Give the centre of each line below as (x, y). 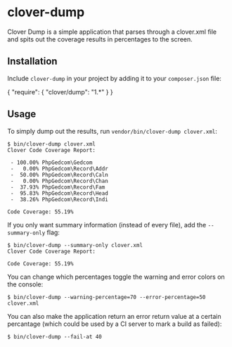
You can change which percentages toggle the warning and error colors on (116, 277)
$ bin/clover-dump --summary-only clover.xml (75, 245)
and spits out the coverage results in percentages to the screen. (100, 39)
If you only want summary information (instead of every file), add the (107, 225)
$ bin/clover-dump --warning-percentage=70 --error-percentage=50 (107, 297)
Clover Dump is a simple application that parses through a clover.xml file (112, 32)
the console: (25, 284)
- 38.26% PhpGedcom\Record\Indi (59, 199)
